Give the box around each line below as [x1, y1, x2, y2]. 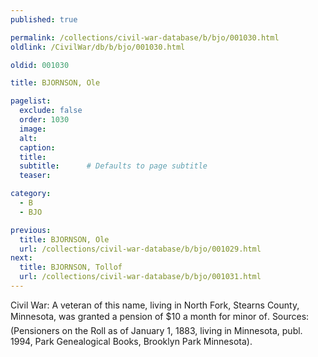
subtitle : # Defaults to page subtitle [19, 161, 208, 171]
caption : [19, 142, 56, 153]
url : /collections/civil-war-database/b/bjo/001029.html [19, 244, 262, 254]
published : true [10, 14, 78, 25]
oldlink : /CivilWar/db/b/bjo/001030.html [10, 42, 186, 52]
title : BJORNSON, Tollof [19, 262, 123, 273]
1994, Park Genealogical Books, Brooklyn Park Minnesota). [10, 335, 253, 347]
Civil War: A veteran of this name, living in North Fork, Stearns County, [10, 299, 300, 311]
